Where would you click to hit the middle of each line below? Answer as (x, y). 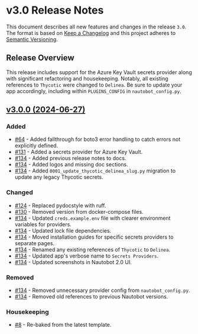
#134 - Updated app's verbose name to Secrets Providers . (86, 256)
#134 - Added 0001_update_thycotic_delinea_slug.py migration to (95, 171)
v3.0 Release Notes (55, 10)
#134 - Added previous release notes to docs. (70, 158)
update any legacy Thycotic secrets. (59, 177)
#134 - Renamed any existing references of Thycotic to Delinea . (92, 249)
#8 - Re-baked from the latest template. (63, 325)
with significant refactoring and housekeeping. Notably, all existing (87, 78)
